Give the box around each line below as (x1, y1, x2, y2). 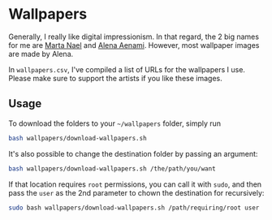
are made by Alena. (8, 49, 74, 58)
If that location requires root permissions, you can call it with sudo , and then (8, 179, 262, 189)
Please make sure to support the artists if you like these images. (8, 73, 222, 83)
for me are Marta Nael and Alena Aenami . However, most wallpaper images (8, 40, 260, 50)
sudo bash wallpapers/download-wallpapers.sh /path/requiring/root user (8, 204, 260, 212)
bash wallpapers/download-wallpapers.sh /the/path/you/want (8, 164, 217, 173)
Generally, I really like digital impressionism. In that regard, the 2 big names (8, 32, 260, 41)
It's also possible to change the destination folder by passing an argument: (8, 149, 258, 158)
